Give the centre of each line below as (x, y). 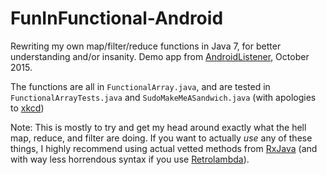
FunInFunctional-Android (117, 18)
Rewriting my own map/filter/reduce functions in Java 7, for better (146, 46)
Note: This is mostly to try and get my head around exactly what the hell (158, 127)
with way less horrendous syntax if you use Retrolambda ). (130, 159)
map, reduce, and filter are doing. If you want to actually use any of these (161, 138)
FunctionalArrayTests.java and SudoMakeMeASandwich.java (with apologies (163, 97)
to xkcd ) (27, 108)
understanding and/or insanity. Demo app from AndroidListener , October (160, 56)
